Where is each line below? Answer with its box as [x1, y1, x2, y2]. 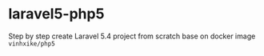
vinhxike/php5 [8, 39, 56, 48]
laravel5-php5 [8, 5, 105, 23]
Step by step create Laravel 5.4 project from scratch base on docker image [8, 31, 256, 41]
